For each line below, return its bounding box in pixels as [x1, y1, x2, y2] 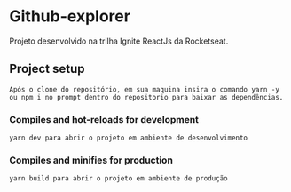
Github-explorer [9, 6, 131, 27]
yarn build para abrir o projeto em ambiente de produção [9, 174, 228, 183]
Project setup [9, 61, 86, 76]
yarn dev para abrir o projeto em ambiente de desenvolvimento [9, 133, 248, 143]
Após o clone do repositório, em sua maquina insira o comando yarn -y [9, 84, 279, 94]
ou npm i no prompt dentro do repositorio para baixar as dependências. [9, 92, 284, 101]
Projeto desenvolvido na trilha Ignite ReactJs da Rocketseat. [9, 36, 229, 46]
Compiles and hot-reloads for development [9, 113, 200, 125]
